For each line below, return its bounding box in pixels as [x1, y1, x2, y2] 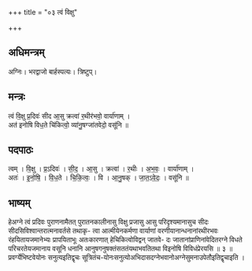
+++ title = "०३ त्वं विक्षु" [8, 8, 78, 17]
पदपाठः [8, 143, 34, 157]
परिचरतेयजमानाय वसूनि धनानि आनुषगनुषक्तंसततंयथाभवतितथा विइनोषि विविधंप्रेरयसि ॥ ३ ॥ [8, 244, 233, 254]
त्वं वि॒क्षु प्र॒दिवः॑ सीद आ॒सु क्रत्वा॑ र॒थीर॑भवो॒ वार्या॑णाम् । [8, 111, 131, 121]
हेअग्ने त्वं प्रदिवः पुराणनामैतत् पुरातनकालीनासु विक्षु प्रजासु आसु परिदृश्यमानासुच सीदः [8, 217, 209, 227]
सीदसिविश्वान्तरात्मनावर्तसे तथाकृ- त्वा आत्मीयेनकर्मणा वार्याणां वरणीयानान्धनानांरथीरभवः [8, 226, 219, 236]
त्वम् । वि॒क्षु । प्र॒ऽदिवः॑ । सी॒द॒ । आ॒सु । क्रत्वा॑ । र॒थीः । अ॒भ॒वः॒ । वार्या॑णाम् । [8, 164, 195, 173]
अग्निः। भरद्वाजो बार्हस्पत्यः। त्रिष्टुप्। [8, 67, 98, 76]
